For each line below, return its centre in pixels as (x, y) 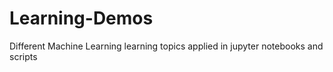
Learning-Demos (81, 18)
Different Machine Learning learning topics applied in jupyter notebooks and (166, 46)
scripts (23, 56)
